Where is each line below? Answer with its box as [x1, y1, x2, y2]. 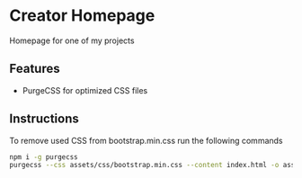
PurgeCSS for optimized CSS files [22, 85, 148, 95]
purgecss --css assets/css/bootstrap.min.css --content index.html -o [9, 161, 280, 170]
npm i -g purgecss [9, 152, 78, 162]
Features [9, 61, 60, 76]
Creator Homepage [9, 5, 155, 26]
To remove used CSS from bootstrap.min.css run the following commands [9, 135, 283, 146]
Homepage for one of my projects [9, 35, 135, 46]
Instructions [9, 111, 79, 127]
